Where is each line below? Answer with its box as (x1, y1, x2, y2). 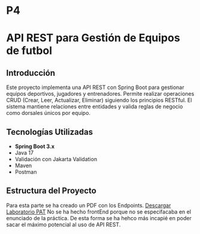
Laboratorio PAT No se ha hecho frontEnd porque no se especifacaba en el (6, 208, 192, 215)
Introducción (6, 67, 56, 78)
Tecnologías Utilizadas (6, 127, 93, 137)
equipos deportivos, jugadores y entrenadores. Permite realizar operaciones (6, 90, 195, 97)
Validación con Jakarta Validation (14, 156, 98, 162)
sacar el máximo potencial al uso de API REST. (6, 221, 121, 228)
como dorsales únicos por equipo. (6, 109, 91, 117)
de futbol (6, 44, 53, 58)
